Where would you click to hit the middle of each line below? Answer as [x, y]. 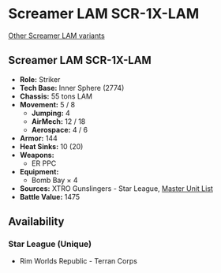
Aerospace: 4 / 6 [60, 129]
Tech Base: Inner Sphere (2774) [72, 88]
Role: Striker [40, 79]
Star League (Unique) [50, 244]
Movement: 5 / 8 [47, 104]
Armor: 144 [38, 138]
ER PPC [44, 163]
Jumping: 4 [51, 113]
